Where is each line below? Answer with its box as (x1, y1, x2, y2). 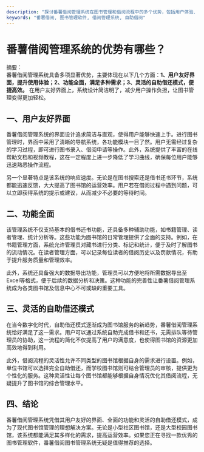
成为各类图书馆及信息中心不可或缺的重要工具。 (11, 285, 129, 292)
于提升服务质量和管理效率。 (6, 256, 76, 264)
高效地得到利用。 (6, 343, 49, 351)
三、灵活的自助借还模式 (6, 304, 94, 314)
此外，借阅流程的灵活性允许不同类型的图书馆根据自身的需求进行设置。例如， (6, 356, 198, 364)
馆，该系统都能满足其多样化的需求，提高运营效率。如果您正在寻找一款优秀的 (6, 431, 198, 439)
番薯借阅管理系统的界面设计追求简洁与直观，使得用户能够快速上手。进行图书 (6, 131, 198, 138)
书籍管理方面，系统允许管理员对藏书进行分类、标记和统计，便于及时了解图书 (6, 241, 198, 249)
